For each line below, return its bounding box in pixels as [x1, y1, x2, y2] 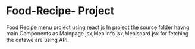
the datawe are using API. [6, 36, 70, 43]
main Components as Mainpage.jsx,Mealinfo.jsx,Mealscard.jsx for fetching [6, 30, 189, 37]
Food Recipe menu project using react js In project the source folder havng [6, 24, 190, 31]
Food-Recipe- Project [6, 4, 115, 18]
